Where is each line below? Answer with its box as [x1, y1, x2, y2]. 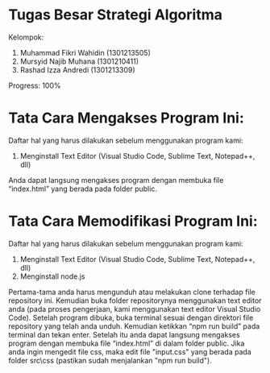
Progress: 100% [8, 81, 62, 90]
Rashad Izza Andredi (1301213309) [19, 64, 135, 74]
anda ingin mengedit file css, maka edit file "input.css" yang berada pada [8, 346, 251, 356]
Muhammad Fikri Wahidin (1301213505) [19, 48, 152, 57]
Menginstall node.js [19, 271, 85, 281]
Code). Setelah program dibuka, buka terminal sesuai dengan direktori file [8, 313, 254, 322]
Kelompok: [8, 32, 44, 42]
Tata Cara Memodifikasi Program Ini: [8, 212, 258, 230]
